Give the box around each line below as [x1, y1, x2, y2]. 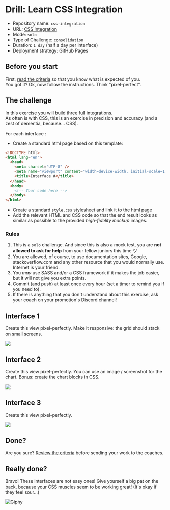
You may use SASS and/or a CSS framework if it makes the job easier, [12, 270, 160, 276]
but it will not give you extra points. [12, 275, 87, 282]
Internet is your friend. [12, 264, 60, 271]
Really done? [5, 465, 47, 473]
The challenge [5, 96, 52, 105]
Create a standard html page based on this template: [12, 140, 123, 146]
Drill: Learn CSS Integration [5, 4, 123, 15]
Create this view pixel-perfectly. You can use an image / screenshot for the [5, 369, 163, 375]
